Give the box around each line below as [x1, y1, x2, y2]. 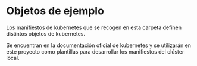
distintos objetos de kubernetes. [6, 30, 85, 37]
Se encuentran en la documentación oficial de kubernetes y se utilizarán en [6, 42, 192, 49]
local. [6, 54, 20, 61]
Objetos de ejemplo [6, 4, 104, 18]
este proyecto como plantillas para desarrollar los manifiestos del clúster [6, 48, 185, 55]
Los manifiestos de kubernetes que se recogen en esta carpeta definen [6, 24, 182, 31]
